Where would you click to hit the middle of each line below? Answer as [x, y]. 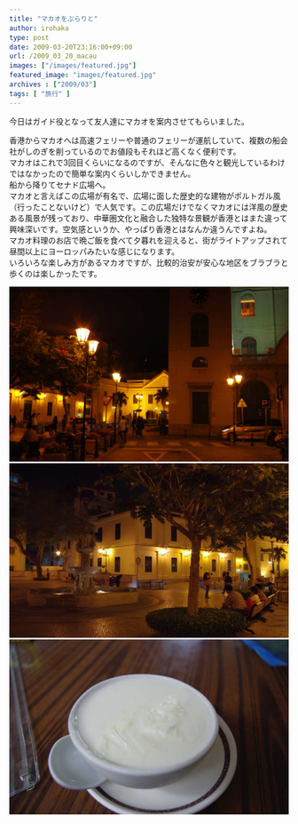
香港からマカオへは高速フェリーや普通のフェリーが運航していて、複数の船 [145, 140]
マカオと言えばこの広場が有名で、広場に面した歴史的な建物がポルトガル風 [145, 196]
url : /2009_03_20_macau [53, 56]
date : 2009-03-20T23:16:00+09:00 [71, 47]
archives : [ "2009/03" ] [53, 84]
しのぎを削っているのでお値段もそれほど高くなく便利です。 [133, 151]
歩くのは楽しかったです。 [55, 273]
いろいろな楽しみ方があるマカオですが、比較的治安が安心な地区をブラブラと [149, 262]
